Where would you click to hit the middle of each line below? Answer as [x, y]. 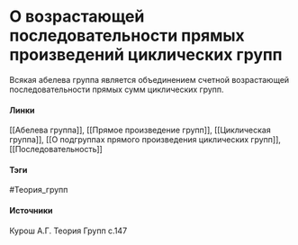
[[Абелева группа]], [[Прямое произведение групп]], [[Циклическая [140, 130]
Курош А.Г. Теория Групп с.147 [68, 231]
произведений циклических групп [146, 55]
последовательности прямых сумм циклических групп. [117, 89]
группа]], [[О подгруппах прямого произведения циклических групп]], [145, 140]
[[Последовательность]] [56, 150]
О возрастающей [77, 17]
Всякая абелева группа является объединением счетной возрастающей [149, 79]
